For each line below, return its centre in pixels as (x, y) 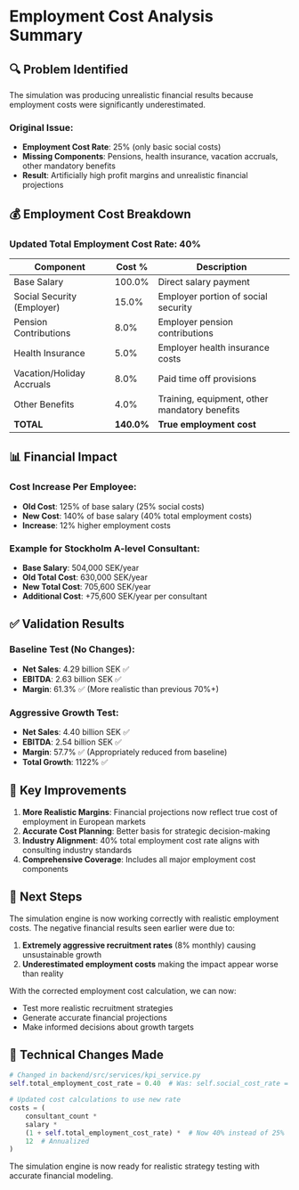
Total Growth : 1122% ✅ (65, 762)
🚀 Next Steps (46, 897)
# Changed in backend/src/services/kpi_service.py (105, 1075)
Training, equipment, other (213, 398)
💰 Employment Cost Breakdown (100, 214)
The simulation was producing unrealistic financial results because (131, 95)
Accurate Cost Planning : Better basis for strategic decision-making (146, 831)
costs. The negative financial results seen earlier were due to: (122, 927)
